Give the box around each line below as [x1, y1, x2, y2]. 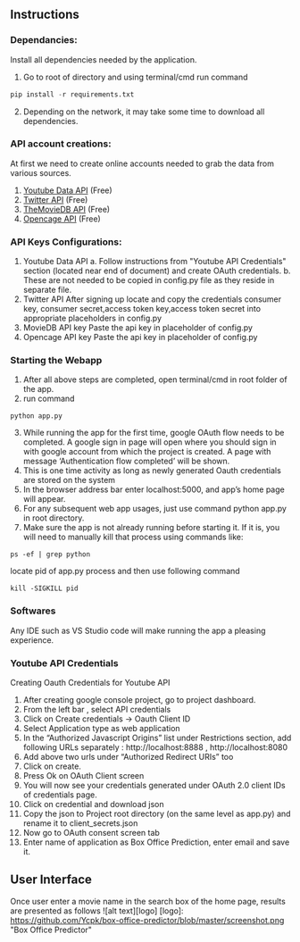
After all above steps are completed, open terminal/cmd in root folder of [22, 374, 288, 385]
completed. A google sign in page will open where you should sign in [22, 437, 277, 447]
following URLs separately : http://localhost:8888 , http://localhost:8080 [22, 742, 288, 753]
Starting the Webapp [10, 354, 103, 367]
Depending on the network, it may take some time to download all [22, 106, 265, 117]
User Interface [10, 872, 93, 888]
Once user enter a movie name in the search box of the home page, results [10, 896, 287, 906]
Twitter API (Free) [22, 194, 88, 204]
